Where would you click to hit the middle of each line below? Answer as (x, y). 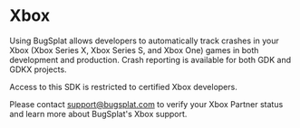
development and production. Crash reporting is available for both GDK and (150, 59)
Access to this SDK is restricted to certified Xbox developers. (123, 87)
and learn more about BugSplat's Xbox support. (98, 114)
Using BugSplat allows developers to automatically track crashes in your (144, 41)
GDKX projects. (38, 69)
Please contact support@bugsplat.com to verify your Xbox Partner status (146, 104)
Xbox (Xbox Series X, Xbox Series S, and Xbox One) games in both (134, 50)
